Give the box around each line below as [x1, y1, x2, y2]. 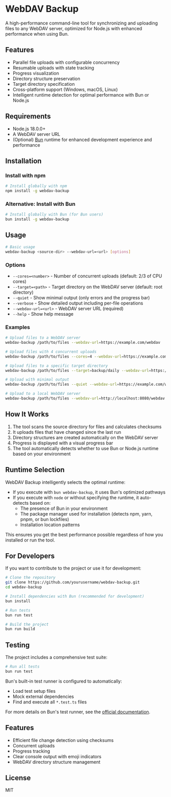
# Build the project [5, 622, 49, 627]
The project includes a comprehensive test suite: [5, 654, 108, 661]
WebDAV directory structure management [12, 759, 101, 765]
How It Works [5, 410, 49, 419]
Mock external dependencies [12, 693, 74, 699]
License [5, 773, 31, 782]
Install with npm [5, 172, 46, 179]
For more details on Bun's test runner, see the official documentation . [5, 709, 151, 715]
